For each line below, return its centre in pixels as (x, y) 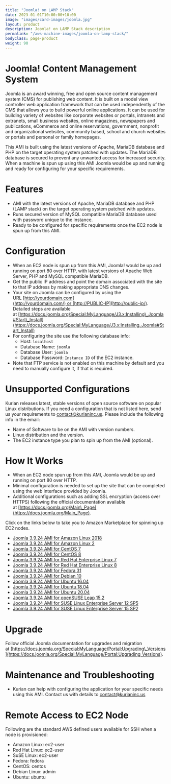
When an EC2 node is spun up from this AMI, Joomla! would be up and (87, 265)
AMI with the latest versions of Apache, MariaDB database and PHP (83, 203)
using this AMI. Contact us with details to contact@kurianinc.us (79, 695)
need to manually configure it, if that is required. (63, 368)
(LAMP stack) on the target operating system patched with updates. (84, 209)
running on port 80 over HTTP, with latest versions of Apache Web (82, 271)
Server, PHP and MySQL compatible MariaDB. (61, 276)
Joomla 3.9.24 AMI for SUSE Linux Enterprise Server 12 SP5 (76, 603)
